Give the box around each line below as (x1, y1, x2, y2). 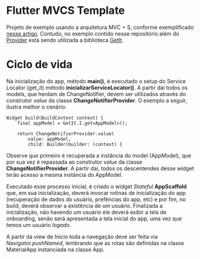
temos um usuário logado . (6, 221, 72, 228)
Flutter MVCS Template (6, 4, 125, 18)
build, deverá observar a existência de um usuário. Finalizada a (6, 202, 163, 209)
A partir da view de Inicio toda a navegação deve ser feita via (6, 233, 158, 240)
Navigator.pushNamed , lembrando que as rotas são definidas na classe (6, 239, 184, 246)
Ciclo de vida (6, 58, 73, 71)
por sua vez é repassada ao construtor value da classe (6, 158, 143, 165)
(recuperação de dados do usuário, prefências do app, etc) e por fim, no (6, 196, 186, 203)
